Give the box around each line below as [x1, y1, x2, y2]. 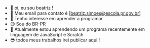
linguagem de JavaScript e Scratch [10, 32, 84, 37]
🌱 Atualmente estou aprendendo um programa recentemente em [10, 26, 145, 32]
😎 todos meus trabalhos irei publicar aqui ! [10, 37, 100, 43]
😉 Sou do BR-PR [10, 21, 46, 27]
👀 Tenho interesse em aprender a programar [10, 16, 103, 21]
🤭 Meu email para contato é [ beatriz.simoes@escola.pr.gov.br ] [10, 10, 141, 16]
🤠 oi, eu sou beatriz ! [10, 5, 53, 11]
